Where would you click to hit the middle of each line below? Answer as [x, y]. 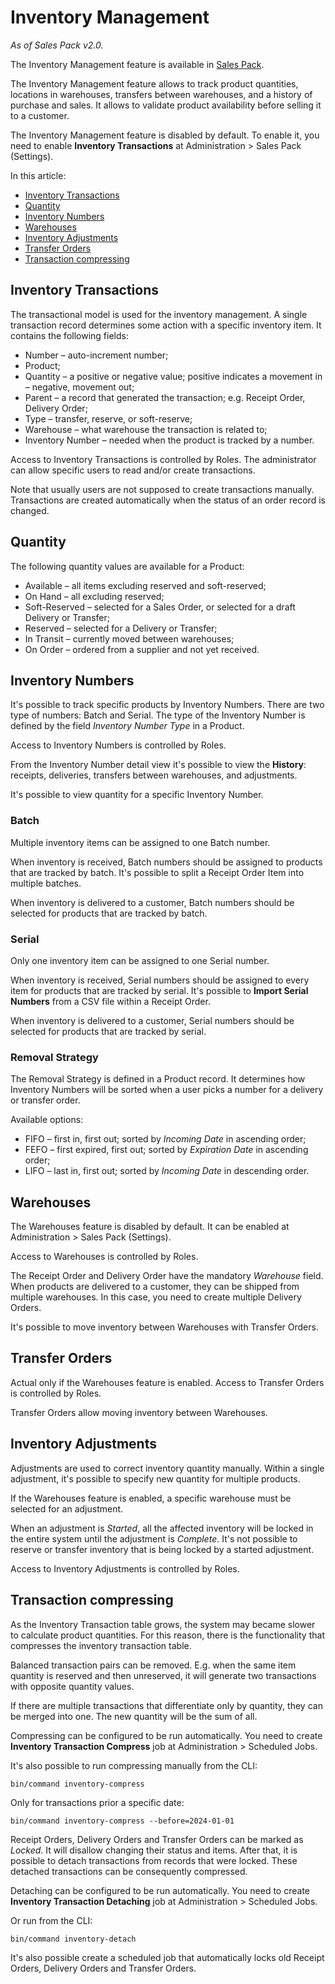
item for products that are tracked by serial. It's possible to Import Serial [159, 990]
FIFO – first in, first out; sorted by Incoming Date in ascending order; [165, 1139]
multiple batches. [46, 883]
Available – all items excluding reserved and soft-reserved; [145, 585]
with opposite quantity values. [72, 1686]
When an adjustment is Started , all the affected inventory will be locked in [162, 1528]
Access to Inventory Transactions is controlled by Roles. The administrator [163, 459]
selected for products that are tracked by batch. [109, 913]
